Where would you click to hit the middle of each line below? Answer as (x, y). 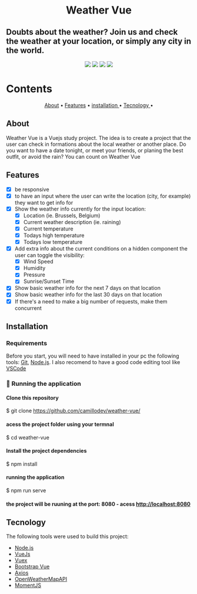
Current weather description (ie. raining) (72, 222)
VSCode (16, 369)
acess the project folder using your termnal (60, 424)
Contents (29, 89)
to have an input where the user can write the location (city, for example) (103, 196)
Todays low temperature (53, 242)
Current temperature (48, 228)
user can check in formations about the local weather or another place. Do (96, 144)
